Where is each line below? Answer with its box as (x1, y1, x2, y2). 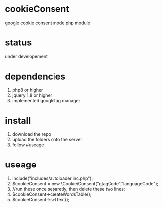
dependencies (5, 71, 66, 82)
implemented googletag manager (12, 97, 81, 103)
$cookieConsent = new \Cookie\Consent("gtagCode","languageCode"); (12, 180, 159, 186)
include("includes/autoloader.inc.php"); (12, 175, 93, 181)
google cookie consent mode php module (5, 20, 91, 26)
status (5, 37, 32, 48)
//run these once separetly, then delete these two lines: (12, 186, 125, 192)
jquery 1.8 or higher (12, 92, 53, 98)
